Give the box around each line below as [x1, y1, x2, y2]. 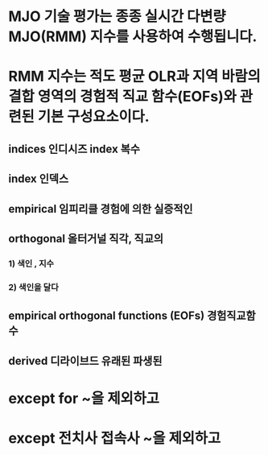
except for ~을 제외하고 [8, 389, 159, 407]
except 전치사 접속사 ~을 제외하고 [8, 428, 221, 447]
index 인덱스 [8, 172, 69, 186]
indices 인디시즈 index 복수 [8, 142, 141, 155]
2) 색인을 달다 [8, 281, 59, 292]
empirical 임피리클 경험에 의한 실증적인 [8, 202, 193, 216]
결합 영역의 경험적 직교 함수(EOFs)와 [8, 88, 237, 105]
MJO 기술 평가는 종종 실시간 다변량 [8, 7, 227, 26]
